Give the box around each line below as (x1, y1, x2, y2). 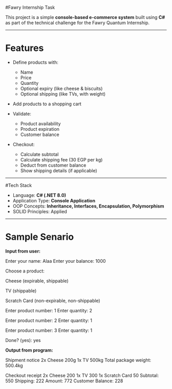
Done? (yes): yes (5, 337, 41, 343)
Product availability (20, 120, 61, 127)
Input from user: (5, 248, 41, 254)
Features (5, 42, 44, 54)
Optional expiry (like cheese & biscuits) (20, 85, 103, 91)
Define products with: (12, 59, 59, 65)
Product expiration (20, 126, 60, 132)
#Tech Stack (5, 182, 32, 188)
